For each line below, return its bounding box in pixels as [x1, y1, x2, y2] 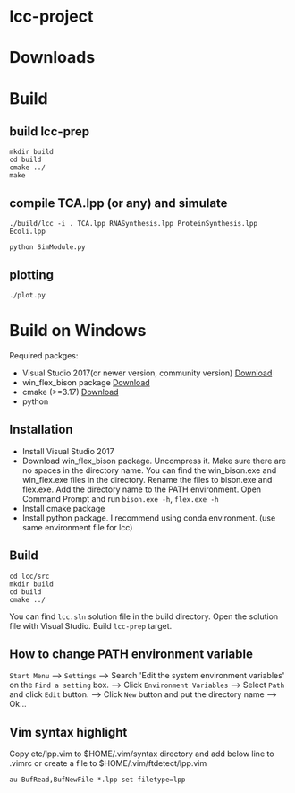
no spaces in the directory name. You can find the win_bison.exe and [21, 464, 277, 476]
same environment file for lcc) [21, 521, 133, 532]
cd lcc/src [9, 572, 50, 581]
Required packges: [9, 349, 79, 360]
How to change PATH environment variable [9, 646, 253, 661]
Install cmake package [21, 503, 105, 513]
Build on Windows [9, 321, 147, 341]
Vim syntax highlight [9, 724, 128, 740]
